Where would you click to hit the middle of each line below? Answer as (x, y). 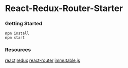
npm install (17, 34)
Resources (18, 50)
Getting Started (24, 24)
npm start (15, 38)
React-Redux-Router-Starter (64, 8)
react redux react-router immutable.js (43, 60)
